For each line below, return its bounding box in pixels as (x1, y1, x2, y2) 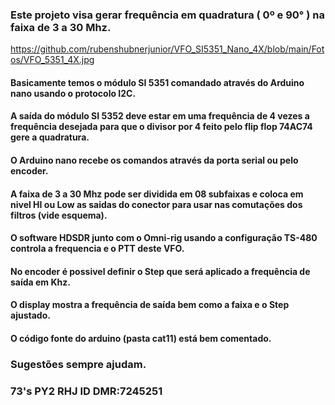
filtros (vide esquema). (10, 209, 108, 221)
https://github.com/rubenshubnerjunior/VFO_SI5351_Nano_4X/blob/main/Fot (10, 43, 325, 55)
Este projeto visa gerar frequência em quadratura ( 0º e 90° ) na (10, 8, 325, 22)
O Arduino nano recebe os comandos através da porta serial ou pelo (10, 154, 299, 167)
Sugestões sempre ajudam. (10, 357, 147, 371)
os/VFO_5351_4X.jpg (10, 54, 95, 66)
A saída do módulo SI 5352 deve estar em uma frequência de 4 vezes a (10, 110, 310, 122)
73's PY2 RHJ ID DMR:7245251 (10, 384, 163, 398)
